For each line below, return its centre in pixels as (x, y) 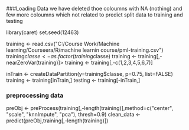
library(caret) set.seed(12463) (43, 32)
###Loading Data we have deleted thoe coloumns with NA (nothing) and (94, 9)
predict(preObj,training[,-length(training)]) (57, 121)
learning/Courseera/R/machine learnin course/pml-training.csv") (85, 50)
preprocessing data (35, 95)
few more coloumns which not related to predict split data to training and (94, 15)
